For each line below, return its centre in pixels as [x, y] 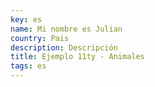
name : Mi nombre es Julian [66, 29]
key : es [26, 19]
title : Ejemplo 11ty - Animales [77, 57]
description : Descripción [64, 47]
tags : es [28, 66]
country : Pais [40, 38]
